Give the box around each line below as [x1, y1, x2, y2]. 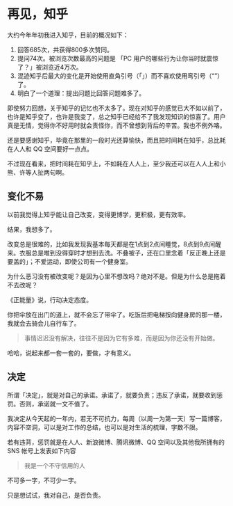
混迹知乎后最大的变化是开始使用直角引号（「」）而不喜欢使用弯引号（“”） [17, 71, 224, 80]
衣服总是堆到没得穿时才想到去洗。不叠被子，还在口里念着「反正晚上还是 [19, 248, 226, 257]
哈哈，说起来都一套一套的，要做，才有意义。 [7, 349, 135, 357]
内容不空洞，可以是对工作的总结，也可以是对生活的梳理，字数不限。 [7, 422, 202, 432]
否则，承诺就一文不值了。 [19, 400, 92, 408]
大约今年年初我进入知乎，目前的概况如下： [7, 31, 129, 39]
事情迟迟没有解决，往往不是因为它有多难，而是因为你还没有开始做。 [24, 333, 219, 342]
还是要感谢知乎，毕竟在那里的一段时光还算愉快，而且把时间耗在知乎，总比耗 [7, 136, 226, 144]
